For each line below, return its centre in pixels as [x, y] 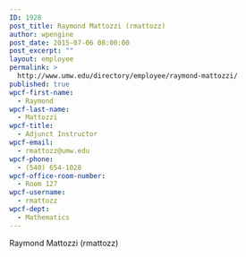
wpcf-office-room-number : [57, 176]
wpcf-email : [31, 142]
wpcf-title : [31, 126]
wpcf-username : [38, 193]
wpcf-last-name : [39, 109]
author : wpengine [42, 34]
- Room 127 [38, 184]
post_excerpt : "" [42, 51]
